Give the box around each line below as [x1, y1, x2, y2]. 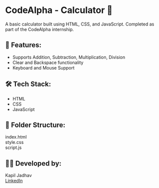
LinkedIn [5, 177, 23, 184]
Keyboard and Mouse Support [12, 64, 75, 70]
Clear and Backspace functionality [12, 59, 83, 65]
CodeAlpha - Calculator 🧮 [5, 4, 113, 16]
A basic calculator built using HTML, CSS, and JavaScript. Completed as [5, 21, 154, 27]
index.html [5, 134, 27, 140]
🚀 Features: [5, 41, 41, 49]
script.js [5, 144, 22, 150]
